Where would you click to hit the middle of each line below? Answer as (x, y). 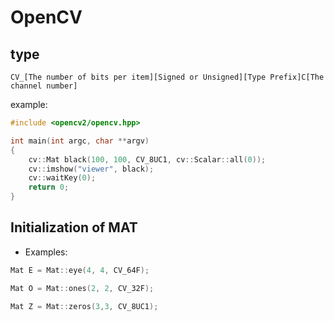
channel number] (44, 86)
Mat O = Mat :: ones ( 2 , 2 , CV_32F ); (82, 288)
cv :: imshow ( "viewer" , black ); (91, 169)
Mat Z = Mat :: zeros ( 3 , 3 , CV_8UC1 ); (84, 306)
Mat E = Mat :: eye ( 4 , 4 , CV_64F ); (80, 270)
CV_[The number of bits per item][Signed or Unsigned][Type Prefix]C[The (167, 77)
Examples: (46, 252)
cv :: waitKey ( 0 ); (62, 178)
